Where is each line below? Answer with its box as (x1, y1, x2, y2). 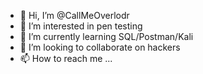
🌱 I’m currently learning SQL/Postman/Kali (19, 31, 194, 42)
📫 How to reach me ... (19, 53, 113, 64)
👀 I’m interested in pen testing (19, 20, 143, 32)
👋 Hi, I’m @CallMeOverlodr (19, 10, 130, 21)
